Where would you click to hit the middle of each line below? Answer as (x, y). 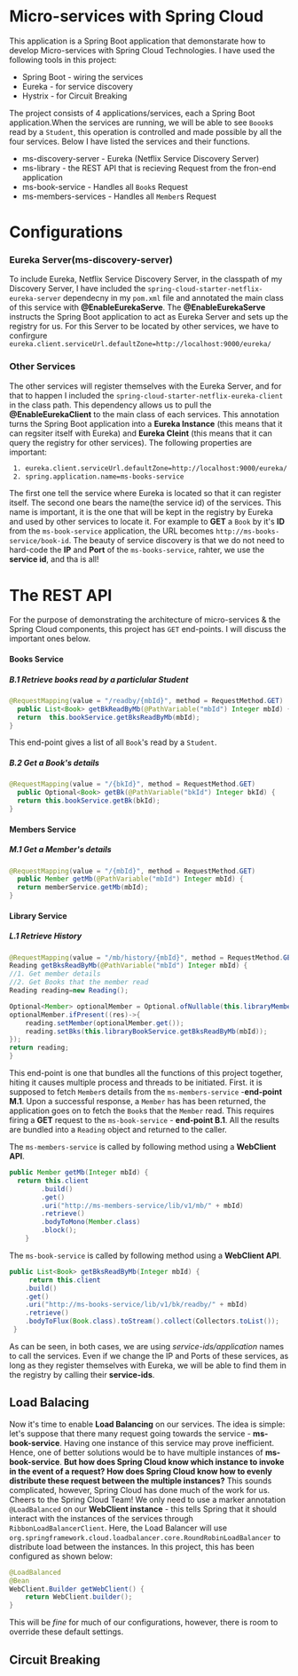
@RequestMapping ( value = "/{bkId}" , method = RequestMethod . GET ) (132, 784)
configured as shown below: (61, 1556)
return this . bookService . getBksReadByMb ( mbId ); (109, 717)
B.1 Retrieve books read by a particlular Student (99, 679)
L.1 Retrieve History (46, 936)
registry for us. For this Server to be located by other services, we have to (144, 327)
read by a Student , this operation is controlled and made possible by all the (145, 131)
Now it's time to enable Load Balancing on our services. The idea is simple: (147, 1424)
